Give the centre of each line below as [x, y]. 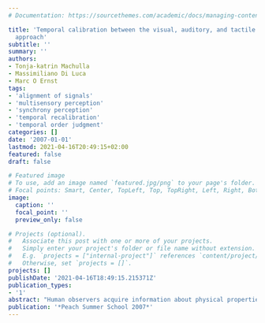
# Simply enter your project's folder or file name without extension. [132, 249]
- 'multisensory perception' [56, 103]
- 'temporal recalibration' [54, 118]
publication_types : [40, 285]
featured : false [35, 154]
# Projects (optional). [47, 234]
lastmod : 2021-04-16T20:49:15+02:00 [68, 147]
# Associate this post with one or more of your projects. [111, 241]
